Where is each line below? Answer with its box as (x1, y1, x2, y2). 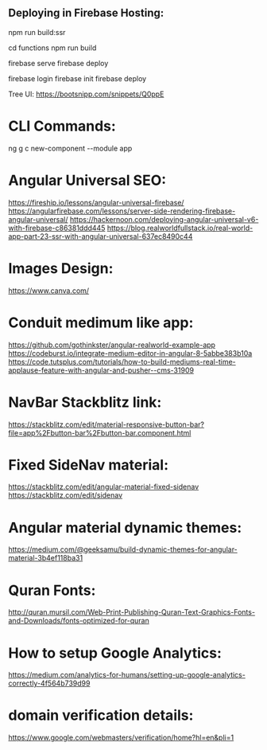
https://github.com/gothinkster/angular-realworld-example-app (8, 340, 216, 350)
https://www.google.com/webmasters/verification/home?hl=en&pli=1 (8, 732, 234, 743)
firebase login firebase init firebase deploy (8, 73, 147, 83)
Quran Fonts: (8, 581, 96, 600)
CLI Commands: (8, 117, 117, 135)
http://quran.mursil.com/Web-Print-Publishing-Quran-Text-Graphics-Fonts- (8, 607, 256, 617)
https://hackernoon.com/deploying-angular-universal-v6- (70, 214, 259, 224)
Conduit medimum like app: (8, 314, 194, 331)
